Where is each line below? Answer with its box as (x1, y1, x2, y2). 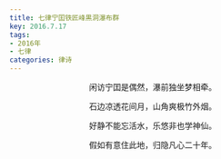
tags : (9, 30, 30, 39)
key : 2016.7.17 (9, 22, 67, 31)
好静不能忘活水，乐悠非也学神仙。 (89, 120, 216, 131)
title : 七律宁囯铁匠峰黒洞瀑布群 (9, 13, 120, 23)
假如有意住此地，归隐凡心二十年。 (89, 140, 216, 150)
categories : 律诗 (9, 55, 73, 65)
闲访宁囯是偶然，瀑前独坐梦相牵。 (89, 82, 216, 92)
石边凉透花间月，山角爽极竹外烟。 (89, 101, 216, 112)
